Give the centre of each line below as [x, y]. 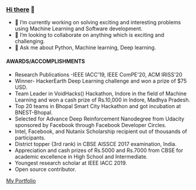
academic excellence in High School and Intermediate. [81, 156]
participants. [30, 137]
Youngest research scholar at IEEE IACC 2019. [71, 163]
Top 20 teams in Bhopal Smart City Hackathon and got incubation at [98, 106]
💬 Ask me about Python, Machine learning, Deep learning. [85, 47]
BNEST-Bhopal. [34, 112]
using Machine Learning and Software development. [79, 28]
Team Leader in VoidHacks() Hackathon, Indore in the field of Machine [101, 93]
